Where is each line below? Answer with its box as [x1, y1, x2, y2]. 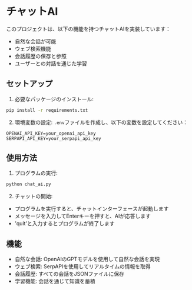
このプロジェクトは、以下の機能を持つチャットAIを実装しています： [6, 25, 171, 32]
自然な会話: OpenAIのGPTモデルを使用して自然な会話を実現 [14, 256, 160, 263]
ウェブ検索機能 [14, 45, 51, 52]
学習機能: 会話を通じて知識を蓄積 [14, 278, 95, 285]
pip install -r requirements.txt [6, 107, 88, 113]
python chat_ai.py [6, 181, 51, 188]
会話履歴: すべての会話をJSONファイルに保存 [14, 271, 125, 278]
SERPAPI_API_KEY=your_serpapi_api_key [6, 135, 101, 141]
